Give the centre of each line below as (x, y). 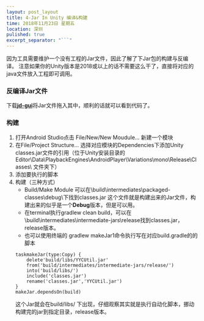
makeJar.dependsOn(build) (48, 292)
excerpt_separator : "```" (39, 40)
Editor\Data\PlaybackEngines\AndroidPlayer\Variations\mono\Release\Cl (106, 159)
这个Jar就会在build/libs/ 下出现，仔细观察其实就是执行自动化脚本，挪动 (104, 304)
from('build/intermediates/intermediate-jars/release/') (100, 265)
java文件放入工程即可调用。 (41, 74)
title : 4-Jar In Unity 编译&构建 (47, 18)
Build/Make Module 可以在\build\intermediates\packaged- (97, 189)
